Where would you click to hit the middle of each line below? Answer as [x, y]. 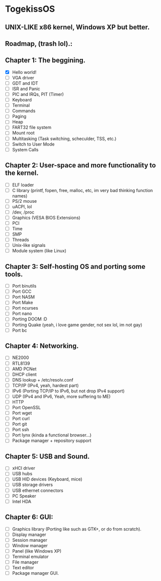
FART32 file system [32, 127]
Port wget [22, 413]
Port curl [21, 419]
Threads [20, 240]
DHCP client [24, 374]
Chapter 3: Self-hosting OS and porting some [75, 266]
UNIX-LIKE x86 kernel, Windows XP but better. [77, 27]
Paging [19, 117]
